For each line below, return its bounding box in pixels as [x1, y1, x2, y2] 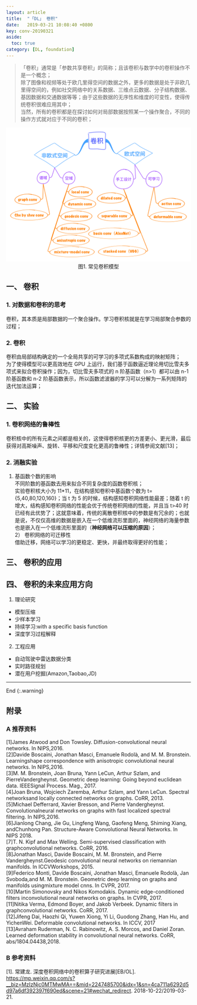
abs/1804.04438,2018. [6, 938, 60, 945]
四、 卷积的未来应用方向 [6, 579, 93, 589]
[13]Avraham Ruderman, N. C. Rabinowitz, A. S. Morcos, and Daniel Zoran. [6, 925, 186, 932]
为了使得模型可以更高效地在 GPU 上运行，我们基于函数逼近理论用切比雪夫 [6, 361, 185, 368]
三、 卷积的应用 [6, 557, 62, 567]
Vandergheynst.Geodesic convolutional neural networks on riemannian [6, 857, 177, 864]
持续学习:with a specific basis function [14, 623, 108, 630]
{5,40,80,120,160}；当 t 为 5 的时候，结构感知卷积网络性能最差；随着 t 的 [14, 495, 190, 502]
